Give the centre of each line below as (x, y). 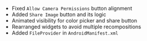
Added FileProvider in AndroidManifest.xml (65, 33)
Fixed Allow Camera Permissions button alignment (72, 8)
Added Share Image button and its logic (59, 14)
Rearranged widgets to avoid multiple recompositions (76, 27)
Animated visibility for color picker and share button (74, 20)
